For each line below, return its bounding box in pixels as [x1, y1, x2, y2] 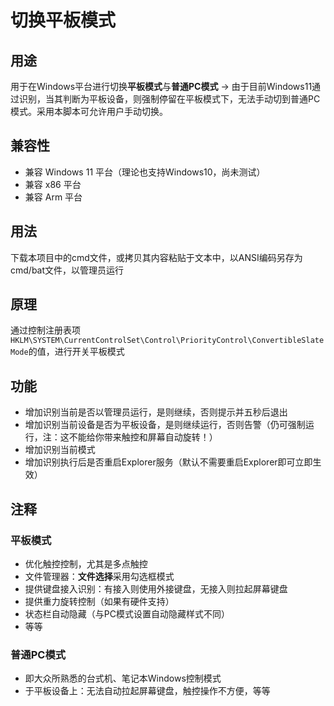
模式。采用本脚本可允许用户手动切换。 [10, 106, 168, 117]
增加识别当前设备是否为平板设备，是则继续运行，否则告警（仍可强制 [24, 419, 306, 431]
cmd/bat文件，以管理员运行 [10, 264, 125, 276]
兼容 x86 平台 [24, 178, 82, 190]
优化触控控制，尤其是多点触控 [24, 557, 148, 570]
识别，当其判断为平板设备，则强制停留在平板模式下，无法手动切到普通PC [18, 93, 321, 105]
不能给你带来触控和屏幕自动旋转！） [68, 431, 218, 443]
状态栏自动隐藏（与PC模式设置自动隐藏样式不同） [24, 607, 230, 620]
